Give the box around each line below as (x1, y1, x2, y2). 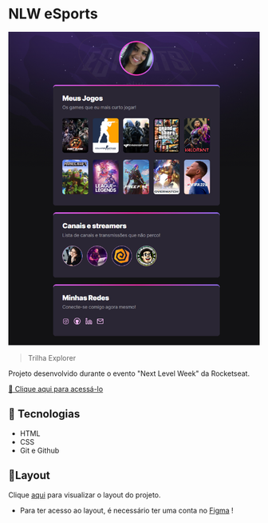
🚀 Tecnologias (8, 407, 81, 421)
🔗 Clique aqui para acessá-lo (8, 385, 104, 394)
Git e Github (19, 445, 60, 455)
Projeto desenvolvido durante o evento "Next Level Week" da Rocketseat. (8, 369, 250, 378)
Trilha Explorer (27, 353, 77, 363)
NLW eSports (8, 5, 98, 23)
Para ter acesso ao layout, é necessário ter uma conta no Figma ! (19, 505, 234, 515)
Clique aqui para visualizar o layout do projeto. (8, 489, 161, 500)
